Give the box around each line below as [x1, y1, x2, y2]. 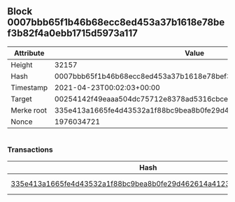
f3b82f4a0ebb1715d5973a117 [7, 27, 138, 39]
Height [10, 59, 33, 69]
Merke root [10, 105, 48, 115]
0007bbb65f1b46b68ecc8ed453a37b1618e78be [7, 17, 225, 29]
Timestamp [10, 82, 48, 92]
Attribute [13, 48, 45, 58]
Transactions [7, 145, 54, 154]
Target [10, 94, 33, 103]
